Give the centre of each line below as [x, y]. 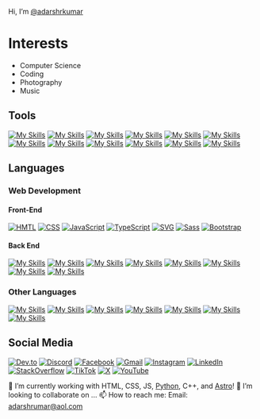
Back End [24, 245]
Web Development [45, 191]
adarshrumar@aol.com [46, 406]
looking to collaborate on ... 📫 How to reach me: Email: [98, 394]
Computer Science [50, 65]
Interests [38, 44]
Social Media [41, 343]
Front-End [25, 209]
